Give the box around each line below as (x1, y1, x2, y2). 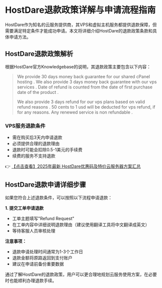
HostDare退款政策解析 (5, 50, 73, 58)
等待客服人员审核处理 (12, 228, 55, 233)
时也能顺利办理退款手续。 (5, 277, 57, 283)
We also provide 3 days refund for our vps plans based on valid (17, 99, 145, 105)
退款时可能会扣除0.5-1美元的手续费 (12, 147, 83, 153)
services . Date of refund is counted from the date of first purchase (17, 84, 153, 90)
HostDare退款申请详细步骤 (5, 180, 86, 189)
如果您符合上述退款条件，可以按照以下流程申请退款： (5, 195, 113, 201)
